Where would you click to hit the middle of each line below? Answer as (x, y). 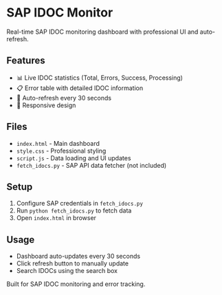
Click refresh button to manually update (72, 263)
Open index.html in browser (56, 218)
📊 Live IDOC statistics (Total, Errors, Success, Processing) (100, 78)
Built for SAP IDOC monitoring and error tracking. (76, 284)
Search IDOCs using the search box (67, 271)
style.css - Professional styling (61, 151)
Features (26, 61)
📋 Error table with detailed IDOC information (80, 88)
